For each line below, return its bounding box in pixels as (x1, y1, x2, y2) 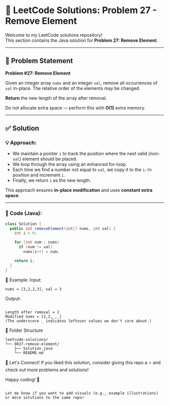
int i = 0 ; (14, 230, 37, 236)
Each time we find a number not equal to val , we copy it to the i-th (12, 166, 152, 173)
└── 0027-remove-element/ (5, 341, 59, 346)
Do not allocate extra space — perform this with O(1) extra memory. (5, 104, 146, 110)
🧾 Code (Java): (5, 210, 42, 217)
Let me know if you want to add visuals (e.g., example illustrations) (5, 390, 158, 395)
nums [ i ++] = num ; (23, 249, 59, 254)
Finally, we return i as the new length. (12, 178, 92, 184)
